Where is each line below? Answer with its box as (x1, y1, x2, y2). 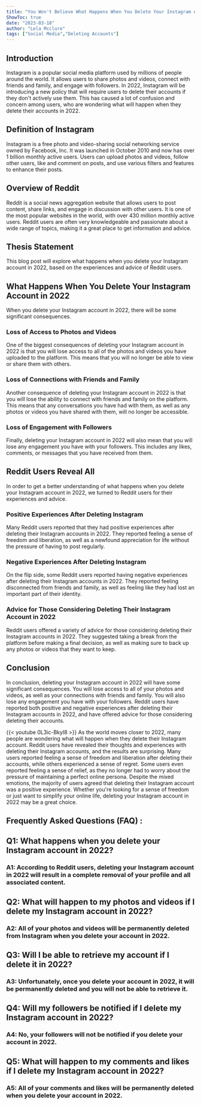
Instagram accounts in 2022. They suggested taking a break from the (6, 632, 178, 640)
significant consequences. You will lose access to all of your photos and (6, 685, 184, 692)
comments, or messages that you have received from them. (6, 449, 154, 456)
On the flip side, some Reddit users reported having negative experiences (6, 571, 188, 579)
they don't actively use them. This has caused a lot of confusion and (6, 94, 175, 102)
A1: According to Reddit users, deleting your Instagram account (6, 863, 194, 872)
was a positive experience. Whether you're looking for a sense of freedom (6, 786, 190, 793)
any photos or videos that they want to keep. (6, 646, 117, 653)
